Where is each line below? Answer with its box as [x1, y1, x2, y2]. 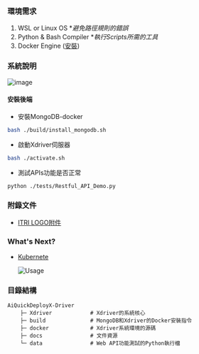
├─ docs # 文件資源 [20, 333, 119, 340]
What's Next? [7, 236, 55, 246]
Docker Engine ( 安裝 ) [17, 41, 80, 51]
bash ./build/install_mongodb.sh [7, 126, 107, 133]
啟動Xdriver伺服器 [17, 140, 71, 149]
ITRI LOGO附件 [17, 218, 62, 227]
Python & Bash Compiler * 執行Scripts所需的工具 [17, 33, 158, 41]
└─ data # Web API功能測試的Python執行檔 [20, 340, 181, 347]
